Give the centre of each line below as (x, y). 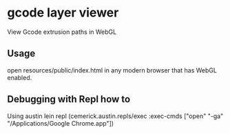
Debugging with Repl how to (69, 99)
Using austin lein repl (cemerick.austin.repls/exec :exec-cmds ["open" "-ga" (115, 116)
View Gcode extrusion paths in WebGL (62, 32)
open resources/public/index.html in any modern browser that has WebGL (112, 70)
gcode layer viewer (63, 13)
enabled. (20, 77)
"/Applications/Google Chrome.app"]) (61, 123)
